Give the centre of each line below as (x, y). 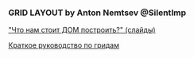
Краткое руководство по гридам (64, 45)
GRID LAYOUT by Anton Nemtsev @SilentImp (97, 13)
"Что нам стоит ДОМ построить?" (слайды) (82, 30)
